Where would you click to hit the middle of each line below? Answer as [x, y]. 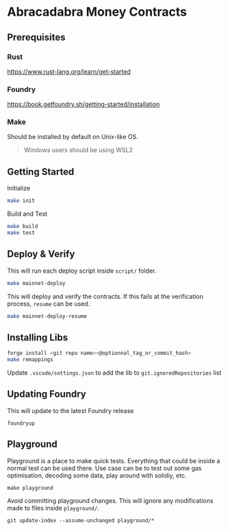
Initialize [19, 188]
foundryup [21, 423]
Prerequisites [36, 37]
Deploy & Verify [41, 254]
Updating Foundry [47, 394]
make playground [30, 488]
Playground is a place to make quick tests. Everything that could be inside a [114, 460]
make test [21, 233]
